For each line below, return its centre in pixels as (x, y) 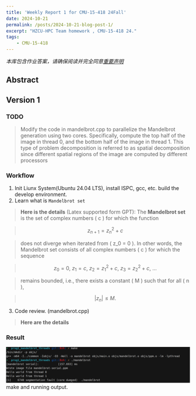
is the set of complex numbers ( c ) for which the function (90, 218)
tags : (13, 37)
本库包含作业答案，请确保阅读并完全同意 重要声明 (65, 61)
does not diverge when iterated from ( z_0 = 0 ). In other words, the (101, 243)
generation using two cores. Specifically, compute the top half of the (103, 136)
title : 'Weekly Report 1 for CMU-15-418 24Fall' (66, 12)
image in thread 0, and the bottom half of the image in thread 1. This (102, 142)
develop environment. (41, 194)
